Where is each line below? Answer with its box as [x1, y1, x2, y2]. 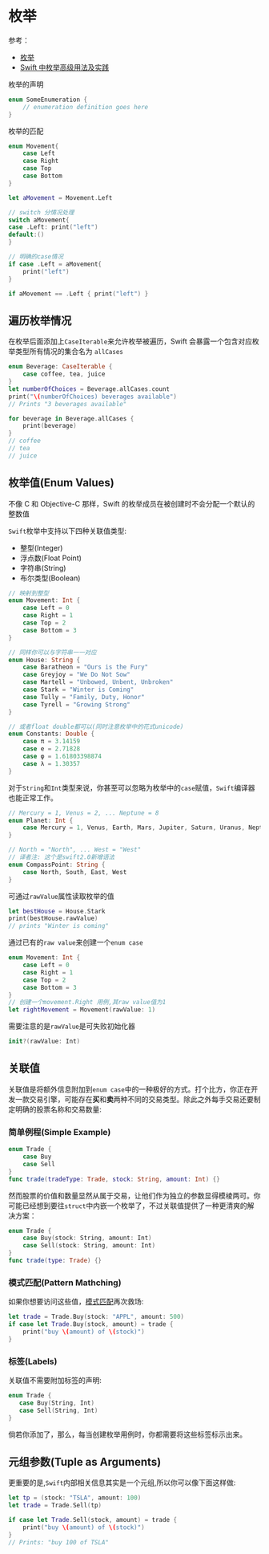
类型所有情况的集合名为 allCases [14, 347, 124, 356]
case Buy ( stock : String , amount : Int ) [22, 1234, 152, 1243]
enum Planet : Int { [8, 816, 74, 824]
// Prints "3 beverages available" [8, 400, 127, 408]
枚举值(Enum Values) [8, 476, 114, 490]
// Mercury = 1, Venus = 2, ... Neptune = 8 [8, 808, 159, 817]
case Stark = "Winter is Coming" [22, 685, 134, 694]
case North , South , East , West [22, 868, 127, 876]
